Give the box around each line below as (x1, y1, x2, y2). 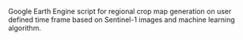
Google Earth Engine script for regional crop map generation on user (8, 7, 232, 16)
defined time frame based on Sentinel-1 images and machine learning (8, 15, 235, 24)
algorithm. (8, 24, 42, 32)
